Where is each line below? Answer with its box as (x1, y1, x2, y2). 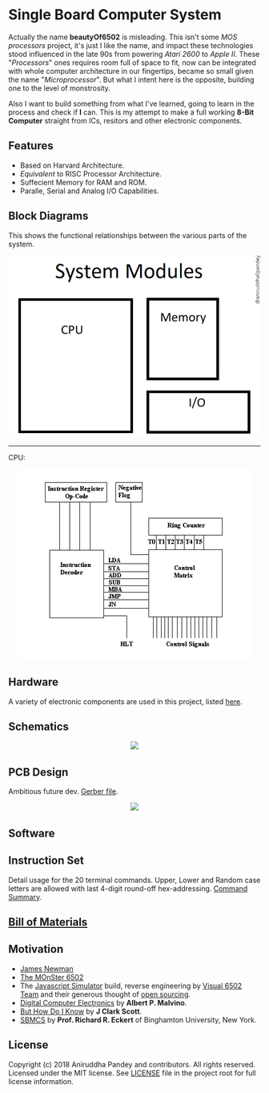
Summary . (8, 892, 42, 901)
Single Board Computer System (8, 6, 222, 24)
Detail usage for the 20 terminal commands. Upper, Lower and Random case (8, 875, 261, 885)
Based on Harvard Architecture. (19, 160, 125, 170)
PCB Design (8, 765, 69, 779)
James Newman (19, 964, 74, 974)
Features (8, 139, 54, 153)
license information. (8, 1076, 74, 1086)
